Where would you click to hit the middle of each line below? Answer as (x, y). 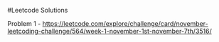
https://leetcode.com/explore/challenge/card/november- (125, 23)
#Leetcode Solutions (38, 10)
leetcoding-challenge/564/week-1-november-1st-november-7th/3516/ (109, 31)
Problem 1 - (24, 23)
